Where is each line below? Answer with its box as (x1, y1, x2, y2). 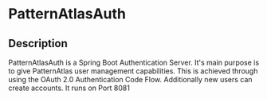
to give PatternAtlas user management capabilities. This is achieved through (8, 66, 258, 76)
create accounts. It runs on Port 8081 (8, 83, 130, 93)
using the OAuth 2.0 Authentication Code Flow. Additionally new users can (8, 75, 253, 84)
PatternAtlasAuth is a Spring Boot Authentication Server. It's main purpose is (8, 57, 260, 67)
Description (8, 37, 68, 50)
